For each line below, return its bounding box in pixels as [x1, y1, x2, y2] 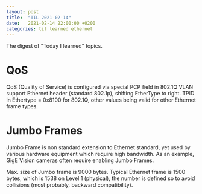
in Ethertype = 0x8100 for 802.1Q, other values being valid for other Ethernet [6, 96, 196, 103]
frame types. [6, 103, 38, 110]
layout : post [6, 8, 39, 15]
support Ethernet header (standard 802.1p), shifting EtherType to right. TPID [6, 90, 195, 97]
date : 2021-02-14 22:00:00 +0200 [6, 20, 96, 26]
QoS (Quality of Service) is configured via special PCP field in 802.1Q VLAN [6, 83, 194, 91]
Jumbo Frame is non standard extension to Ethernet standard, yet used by [6, 144, 191, 151]
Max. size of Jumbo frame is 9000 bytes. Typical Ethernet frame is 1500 [6, 169, 186, 176]
